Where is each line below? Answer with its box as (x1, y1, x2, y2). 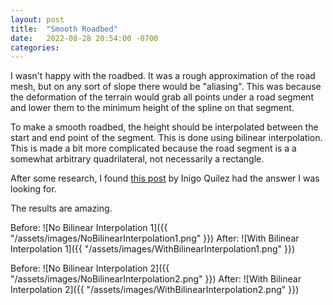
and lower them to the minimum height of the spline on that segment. (10, 102, 295, 114)
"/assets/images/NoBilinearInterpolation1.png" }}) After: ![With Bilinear (10, 232, 300, 245)
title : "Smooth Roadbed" (10, 24, 118, 34)
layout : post (10, 14, 65, 25)
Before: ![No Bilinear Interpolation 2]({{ (10, 262, 170, 275)
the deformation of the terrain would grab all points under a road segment (10, 91, 314, 103)
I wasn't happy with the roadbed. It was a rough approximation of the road (10, 70, 316, 82)
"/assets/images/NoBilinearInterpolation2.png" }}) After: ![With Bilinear (10, 273, 302, 285)
